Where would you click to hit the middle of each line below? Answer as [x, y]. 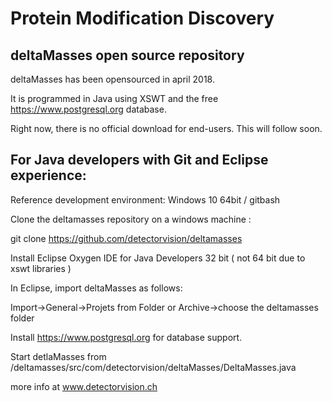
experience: [48, 175]
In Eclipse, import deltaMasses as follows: [96, 288]
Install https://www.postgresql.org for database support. [126, 337]
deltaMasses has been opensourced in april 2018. [112, 79]
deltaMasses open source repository [127, 55]
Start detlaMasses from [58, 356]
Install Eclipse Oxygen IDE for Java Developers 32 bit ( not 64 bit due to [158, 258]
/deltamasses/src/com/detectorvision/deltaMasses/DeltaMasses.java [153, 367]
